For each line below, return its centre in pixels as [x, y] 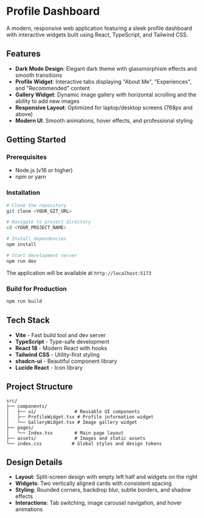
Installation [23, 192]
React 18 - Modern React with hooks [61, 348]
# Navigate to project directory [49, 222]
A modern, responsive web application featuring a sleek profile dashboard [99, 28]
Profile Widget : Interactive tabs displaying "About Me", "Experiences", [103, 81]
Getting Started [36, 140]
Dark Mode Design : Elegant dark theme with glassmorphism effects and [106, 68]
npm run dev [21, 261]
